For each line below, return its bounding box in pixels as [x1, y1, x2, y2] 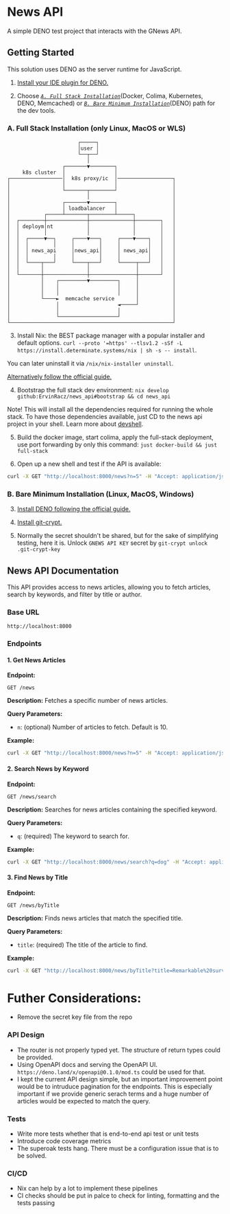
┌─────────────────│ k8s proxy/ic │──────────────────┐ [7, 175, 176, 182]
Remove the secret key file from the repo [16, 1013, 133, 1021]
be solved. [16, 1151, 47, 1160]
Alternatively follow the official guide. [7, 372, 112, 381]
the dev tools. [16, 106, 56, 114]
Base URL [7, 607, 40, 617]
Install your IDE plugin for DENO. [16, 78, 109, 87]
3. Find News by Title [7, 873, 68, 881]
